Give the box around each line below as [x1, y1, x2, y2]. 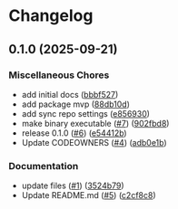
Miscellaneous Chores [8, 69, 110, 81]
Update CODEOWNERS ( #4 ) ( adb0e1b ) [21, 137, 167, 147]
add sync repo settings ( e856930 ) [21, 108, 151, 119]
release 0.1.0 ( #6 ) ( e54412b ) [21, 128, 128, 138]
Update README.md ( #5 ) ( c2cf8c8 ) [21, 190, 156, 201]
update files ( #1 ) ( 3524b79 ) [21, 180, 124, 191]
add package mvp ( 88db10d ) [21, 99, 131, 109]
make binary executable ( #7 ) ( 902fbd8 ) [21, 118, 170, 128]
